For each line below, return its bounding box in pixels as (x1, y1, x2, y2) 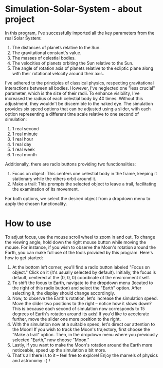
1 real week (12, 146, 35, 152)
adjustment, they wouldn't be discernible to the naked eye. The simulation (5, 101, 153, 106)
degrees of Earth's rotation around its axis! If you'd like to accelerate (12, 311, 149, 317)
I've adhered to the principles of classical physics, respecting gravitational (5, 80, 154, 86)
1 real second (12, 125, 39, 131)
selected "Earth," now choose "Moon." (12, 337, 90, 343)
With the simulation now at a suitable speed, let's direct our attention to (12, 321, 155, 327)
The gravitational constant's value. (12, 50, 82, 56)
